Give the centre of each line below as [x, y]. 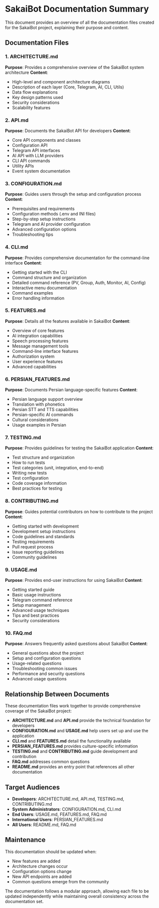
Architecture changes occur [40, 866]
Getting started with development [45, 526]
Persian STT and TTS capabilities [45, 410]
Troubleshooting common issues [44, 669]
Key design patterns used [37, 97]
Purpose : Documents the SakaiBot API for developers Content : [68, 131]
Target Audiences [33, 787]
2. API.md [17, 120]
